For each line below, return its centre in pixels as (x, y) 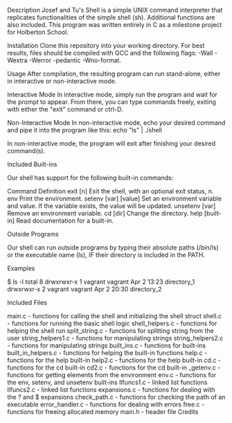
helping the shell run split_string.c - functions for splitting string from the (111, 331)
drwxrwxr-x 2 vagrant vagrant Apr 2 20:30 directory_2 (84, 289)
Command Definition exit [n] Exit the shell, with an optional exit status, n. (110, 191)
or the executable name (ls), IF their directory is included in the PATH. (106, 255)
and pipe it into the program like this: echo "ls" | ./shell (85, 130)
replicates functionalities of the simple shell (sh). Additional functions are (111, 17)
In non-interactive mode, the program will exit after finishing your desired (111, 144)
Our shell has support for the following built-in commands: (90, 178)
